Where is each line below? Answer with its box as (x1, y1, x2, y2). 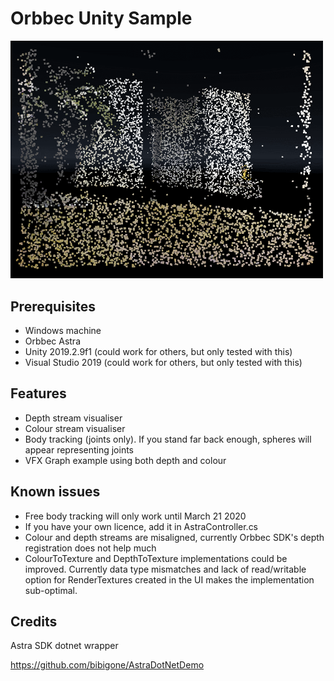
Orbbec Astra (24, 335, 81, 347)
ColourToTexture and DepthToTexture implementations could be (24, 552, 288, 564)
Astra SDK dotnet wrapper (10, 640, 119, 652)
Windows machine (24, 324, 102, 336)
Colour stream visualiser (24, 422, 126, 434)
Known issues (10, 483, 101, 501)
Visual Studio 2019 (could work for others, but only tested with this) (24, 356, 303, 368)
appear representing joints (24, 443, 135, 456)
